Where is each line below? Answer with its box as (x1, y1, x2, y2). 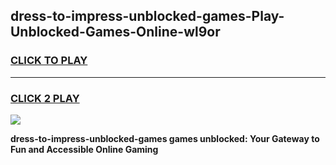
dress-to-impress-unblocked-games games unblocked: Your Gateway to (10, 132, 320, 144)
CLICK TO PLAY (10, 54, 88, 68)
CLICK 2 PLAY (10, 91, 80, 105)
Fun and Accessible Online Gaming (10, 143, 159, 155)
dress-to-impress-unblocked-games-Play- (10, 8, 285, 25)
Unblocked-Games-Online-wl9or (10, 24, 221, 41)
